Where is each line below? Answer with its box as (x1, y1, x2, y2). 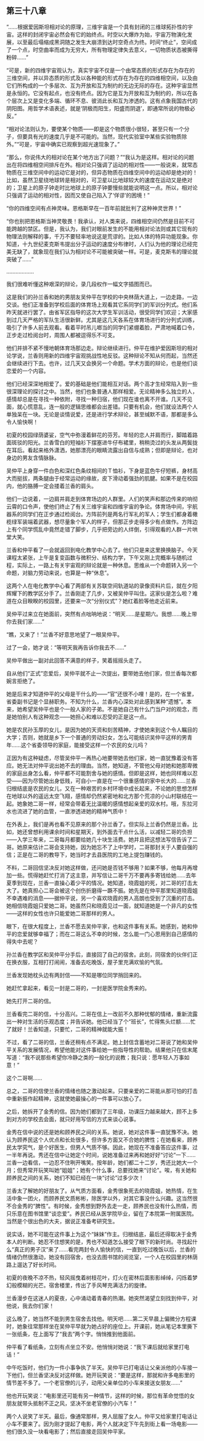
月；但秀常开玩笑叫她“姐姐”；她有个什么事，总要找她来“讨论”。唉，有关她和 (6, 1166, 197, 1173)
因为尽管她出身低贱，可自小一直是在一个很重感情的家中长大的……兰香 (22, 777, 197, 785)
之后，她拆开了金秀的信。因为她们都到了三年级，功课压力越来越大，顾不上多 (6, 1108, 198, 1115)
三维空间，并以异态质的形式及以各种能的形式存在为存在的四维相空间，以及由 (6, 74, 198, 81)
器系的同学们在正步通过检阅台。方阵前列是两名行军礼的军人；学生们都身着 (6, 510, 192, 518)
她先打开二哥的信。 (6, 997, 55, 1005)
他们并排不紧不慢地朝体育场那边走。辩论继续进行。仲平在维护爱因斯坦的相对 (6, 344, 198, 352)
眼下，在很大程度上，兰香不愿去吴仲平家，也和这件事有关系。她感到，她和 (6, 922, 192, 930)
